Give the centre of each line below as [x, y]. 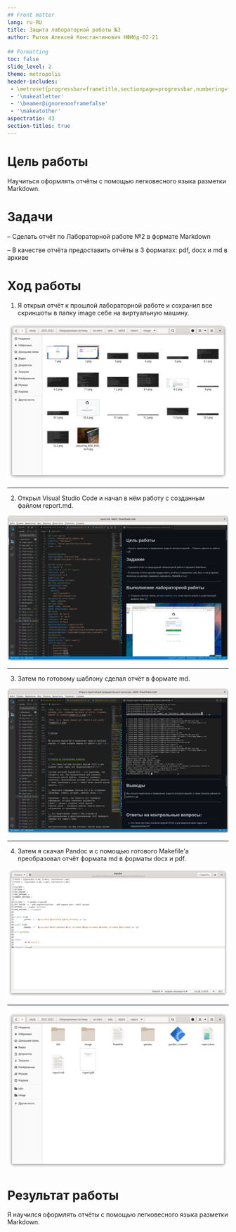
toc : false [23, 60]
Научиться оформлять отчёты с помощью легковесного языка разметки [117, 181]
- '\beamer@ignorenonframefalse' [59, 104]
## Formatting [28, 52]
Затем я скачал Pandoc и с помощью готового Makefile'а [103, 851]
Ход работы [44, 286]
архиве [18, 257]
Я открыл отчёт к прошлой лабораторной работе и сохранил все [115, 305]
